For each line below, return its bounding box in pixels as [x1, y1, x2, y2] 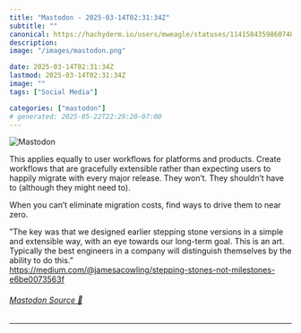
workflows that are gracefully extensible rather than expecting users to [9, 163, 271, 175]
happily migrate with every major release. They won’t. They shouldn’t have [9, 173, 285, 184]
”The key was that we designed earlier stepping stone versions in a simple [9, 226, 284, 237]
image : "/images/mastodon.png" [9, 47, 126, 55]
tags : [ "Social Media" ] [9, 87, 99, 97]
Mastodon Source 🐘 [9, 295, 83, 305]
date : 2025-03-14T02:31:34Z [9, 63, 115, 72]
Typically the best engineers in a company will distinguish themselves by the [9, 245, 292, 256]
